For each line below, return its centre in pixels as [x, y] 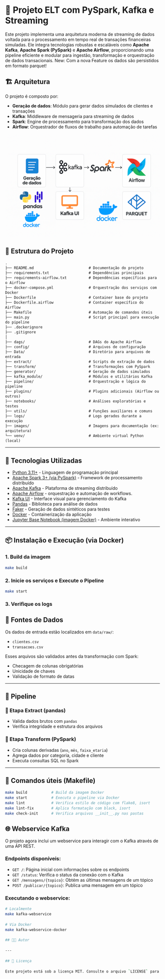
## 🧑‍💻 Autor [17, 940]
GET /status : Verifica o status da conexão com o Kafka [68, 875]
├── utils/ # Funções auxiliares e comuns [79, 411]
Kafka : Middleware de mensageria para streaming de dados [73, 116]
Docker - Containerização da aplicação [52, 514]
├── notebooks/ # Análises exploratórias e [76, 401]
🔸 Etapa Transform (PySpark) [41, 739]
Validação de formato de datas [43, 676]
